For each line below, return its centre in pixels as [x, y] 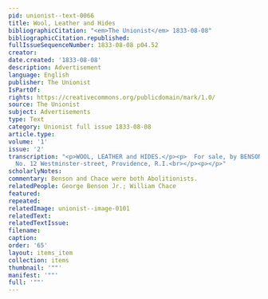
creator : [23, 53]
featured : [25, 193]
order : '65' [28, 246]
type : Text [26, 120]
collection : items [39, 260]
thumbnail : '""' [35, 268]
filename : [25, 231]
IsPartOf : [25, 90]
